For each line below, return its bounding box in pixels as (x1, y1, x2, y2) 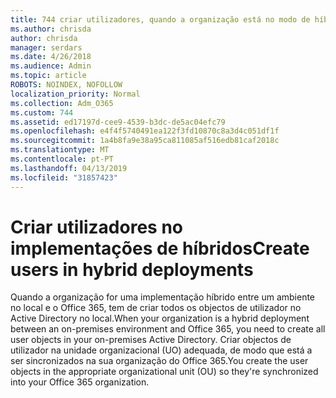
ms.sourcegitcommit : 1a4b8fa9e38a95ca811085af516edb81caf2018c (10, 136, 280, 146)
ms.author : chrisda (10, 24, 92, 34)
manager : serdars (10, 42, 83, 53)
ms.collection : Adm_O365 (10, 98, 114, 108)
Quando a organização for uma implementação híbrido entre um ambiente (10, 291, 316, 303)
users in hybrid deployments (10, 258, 254, 281)
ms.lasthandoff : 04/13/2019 (10, 163, 128, 173)
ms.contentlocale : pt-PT (10, 154, 114, 164)
